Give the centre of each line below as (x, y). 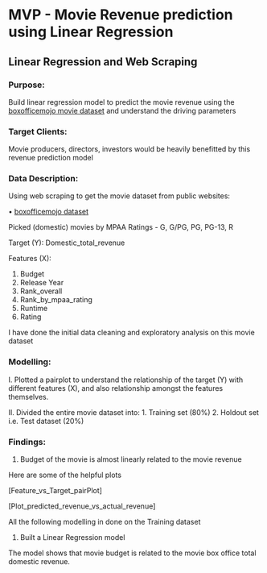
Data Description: (43, 179)
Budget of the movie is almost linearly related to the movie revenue (131, 459)
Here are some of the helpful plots (65, 475)
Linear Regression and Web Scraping (103, 62)
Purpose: (27, 85)
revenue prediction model (51, 158)
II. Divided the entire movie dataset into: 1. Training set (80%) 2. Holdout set (134, 412)
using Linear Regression (91, 32)
